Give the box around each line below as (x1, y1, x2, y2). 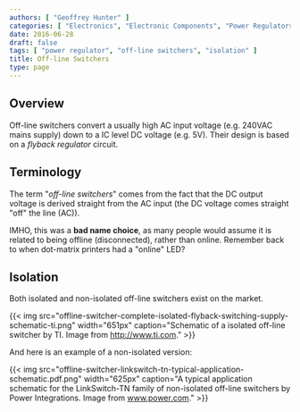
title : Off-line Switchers (9, 55, 110, 63)
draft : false (9, 38, 58, 47)
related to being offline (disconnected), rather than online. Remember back (9, 234, 285, 245)
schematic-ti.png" (9, 320, 76, 331)
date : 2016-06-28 (9, 29, 74, 38)
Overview (9, 96, 65, 112)
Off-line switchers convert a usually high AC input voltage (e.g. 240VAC (9, 120, 273, 130)
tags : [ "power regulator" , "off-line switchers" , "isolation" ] (9, 46, 257, 55)
